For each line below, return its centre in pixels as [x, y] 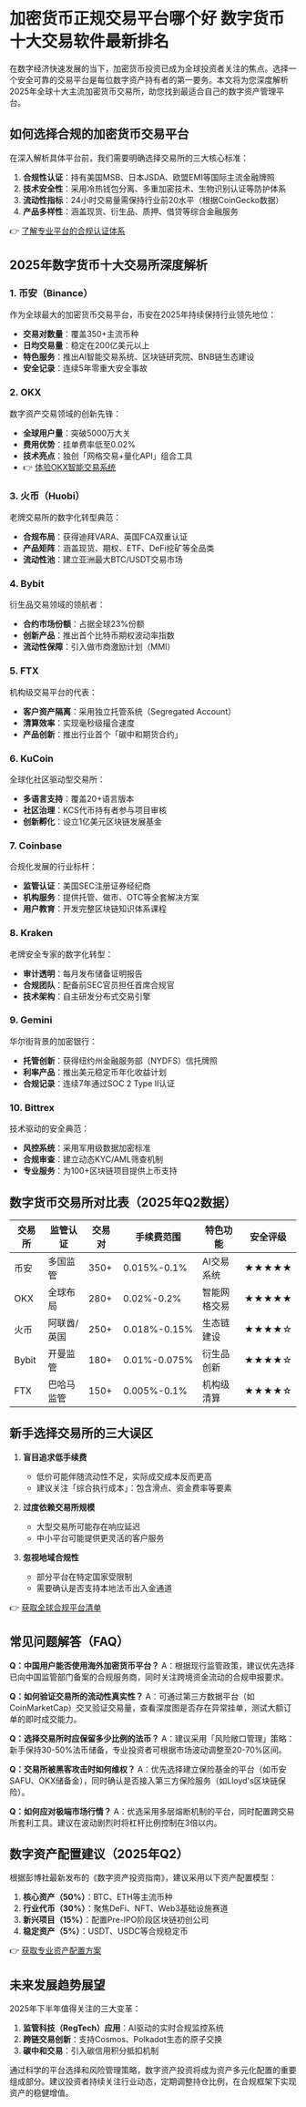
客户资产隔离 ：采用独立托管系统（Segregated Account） [129, 711]
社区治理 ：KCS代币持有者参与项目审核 [94, 810]
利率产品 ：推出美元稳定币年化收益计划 [94, 1072]
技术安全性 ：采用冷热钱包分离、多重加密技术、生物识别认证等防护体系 [154, 189]
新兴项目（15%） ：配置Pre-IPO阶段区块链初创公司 [116, 1920]
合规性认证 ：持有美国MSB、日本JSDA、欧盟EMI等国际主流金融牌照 [148, 177]
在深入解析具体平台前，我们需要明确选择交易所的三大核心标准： [129, 158]
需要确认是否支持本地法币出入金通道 [104, 1588]
